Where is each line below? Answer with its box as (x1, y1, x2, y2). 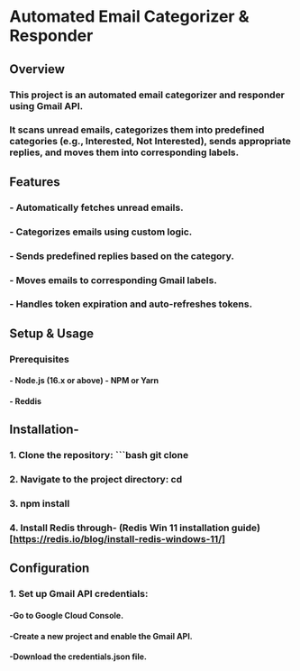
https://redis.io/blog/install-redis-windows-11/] (13, 533, 226, 545)
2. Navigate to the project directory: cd (9, 473, 183, 486)
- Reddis (9, 395, 42, 407)
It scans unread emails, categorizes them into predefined (9, 124, 265, 136)
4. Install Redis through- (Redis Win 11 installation (9, 521, 230, 534)
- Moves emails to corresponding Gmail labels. (9, 273, 218, 286)
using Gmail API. (9, 99, 84, 112)
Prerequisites (9, 353, 69, 365)
